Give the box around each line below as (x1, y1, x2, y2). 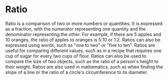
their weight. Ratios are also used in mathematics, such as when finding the (5, 64, 163, 70)
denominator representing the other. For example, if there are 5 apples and (5, 31, 161, 37)
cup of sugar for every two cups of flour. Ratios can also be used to (5, 52, 147, 59)
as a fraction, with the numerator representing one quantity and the (5, 25, 146, 32)
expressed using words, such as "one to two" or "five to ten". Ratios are (5, 42, 155, 48)
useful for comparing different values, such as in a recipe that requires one (5, 47, 161, 54)
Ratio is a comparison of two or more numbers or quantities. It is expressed (5, 20, 163, 26)
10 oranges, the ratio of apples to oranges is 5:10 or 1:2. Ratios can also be (5, 37, 161, 43)
